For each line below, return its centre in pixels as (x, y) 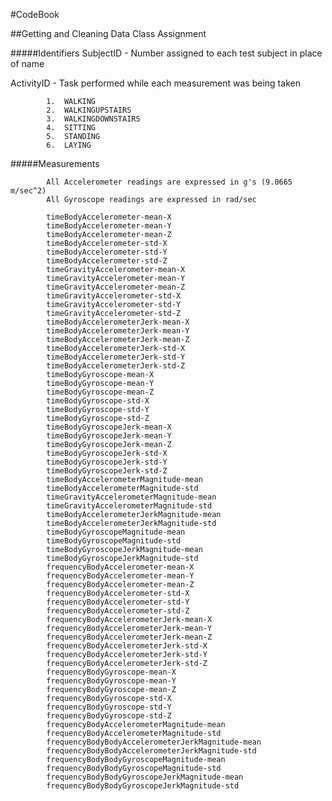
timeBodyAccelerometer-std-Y (107, 252)
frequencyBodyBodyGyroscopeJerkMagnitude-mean (145, 777)
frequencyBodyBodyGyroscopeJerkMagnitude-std (143, 786)
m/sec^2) (28, 191)
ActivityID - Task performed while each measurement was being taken (155, 83)
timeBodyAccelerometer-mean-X (109, 217)
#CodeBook (35, 14)
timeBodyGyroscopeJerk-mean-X (109, 427)
